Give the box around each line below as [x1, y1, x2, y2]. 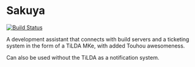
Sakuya [6, 4, 46, 18]
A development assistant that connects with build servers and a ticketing [6, 35, 189, 43]
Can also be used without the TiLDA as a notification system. [6, 54, 160, 61]
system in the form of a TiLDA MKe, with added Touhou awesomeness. [6, 42, 185, 49]
